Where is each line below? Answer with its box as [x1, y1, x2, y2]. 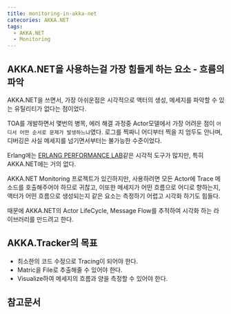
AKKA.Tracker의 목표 [7, 237, 98, 249]
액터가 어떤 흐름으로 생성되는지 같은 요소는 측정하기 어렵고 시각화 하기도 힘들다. [7, 192, 221, 200]
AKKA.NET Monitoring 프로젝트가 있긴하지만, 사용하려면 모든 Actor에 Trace [7, 174, 214, 183]
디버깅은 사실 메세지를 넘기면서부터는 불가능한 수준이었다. [7, 136, 162, 145]
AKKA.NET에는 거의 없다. [7, 160, 77, 168]
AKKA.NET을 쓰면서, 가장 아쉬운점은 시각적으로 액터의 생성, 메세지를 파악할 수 [7, 95, 218, 104]
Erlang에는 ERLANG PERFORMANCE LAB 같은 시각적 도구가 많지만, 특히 [7, 151, 204, 159]
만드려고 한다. [37, 215, 74, 223]
